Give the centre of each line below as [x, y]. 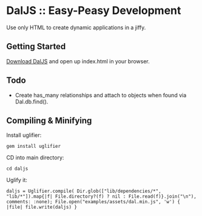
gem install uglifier [34, 147]
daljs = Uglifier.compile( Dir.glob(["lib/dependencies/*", [84, 191]
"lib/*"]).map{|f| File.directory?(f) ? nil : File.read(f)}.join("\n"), [102, 197]
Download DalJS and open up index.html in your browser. [78, 61]
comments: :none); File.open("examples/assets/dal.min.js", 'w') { [93, 202]
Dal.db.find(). [32, 102]
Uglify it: [17, 180]
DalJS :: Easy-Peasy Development [94, 11]
